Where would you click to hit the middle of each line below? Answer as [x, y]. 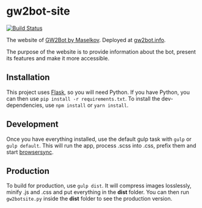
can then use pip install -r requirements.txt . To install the [83, 98]
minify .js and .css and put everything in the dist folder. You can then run [98, 192]
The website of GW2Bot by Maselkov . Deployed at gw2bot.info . [86, 40]
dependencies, [25, 105]
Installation [28, 77]
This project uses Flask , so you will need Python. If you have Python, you [98, 92]
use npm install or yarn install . [87, 105]
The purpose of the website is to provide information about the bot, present [101, 52]
